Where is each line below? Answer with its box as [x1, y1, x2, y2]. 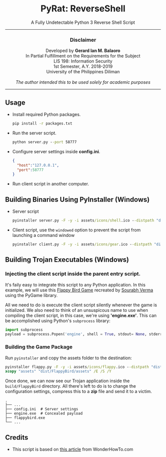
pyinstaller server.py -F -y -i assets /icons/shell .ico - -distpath [12, 218, 155, 223]
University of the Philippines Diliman [46, 69, 120, 75]
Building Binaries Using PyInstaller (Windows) [5, 195, 150, 204]
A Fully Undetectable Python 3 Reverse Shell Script [31, 19, 135, 25]
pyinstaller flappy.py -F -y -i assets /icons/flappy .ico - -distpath [5, 364, 149, 369]
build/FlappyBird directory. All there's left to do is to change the [5, 383, 136, 389]
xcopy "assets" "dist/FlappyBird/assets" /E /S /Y [5, 369, 112, 374]
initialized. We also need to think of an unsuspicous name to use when [5, 307, 148, 313]
